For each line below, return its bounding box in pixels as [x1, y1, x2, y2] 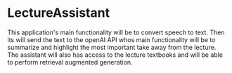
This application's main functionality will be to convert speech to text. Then [7, 28, 225, 36]
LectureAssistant [7, 5, 110, 21]
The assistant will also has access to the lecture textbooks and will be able [7, 51, 224, 59]
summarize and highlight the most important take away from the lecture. [7, 43, 217, 51]
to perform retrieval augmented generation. [7, 58, 133, 66]
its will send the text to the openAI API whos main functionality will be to [7, 35, 216, 44]
